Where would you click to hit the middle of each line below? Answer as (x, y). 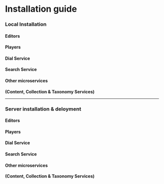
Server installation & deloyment (43, 109)
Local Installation (26, 24)
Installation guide (41, 9)
